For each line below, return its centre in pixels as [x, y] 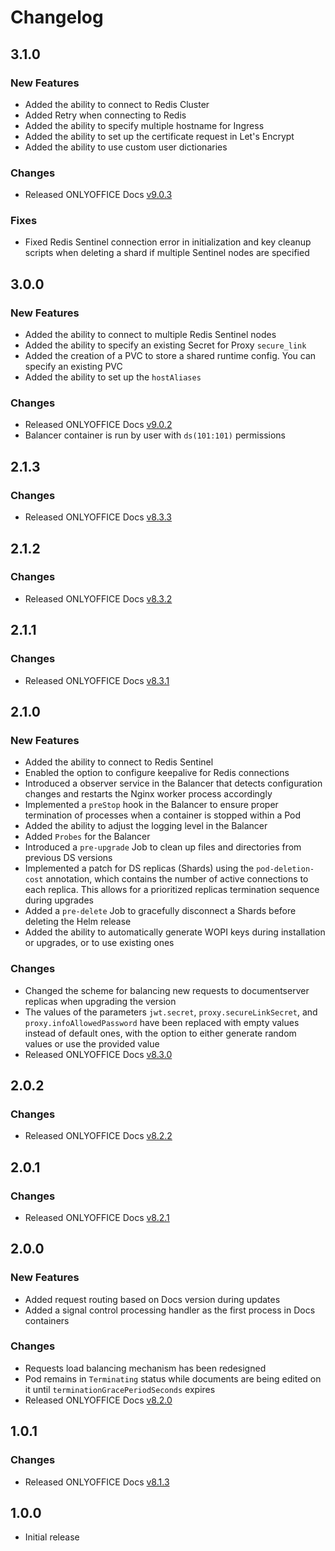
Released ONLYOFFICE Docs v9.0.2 [98, 425]
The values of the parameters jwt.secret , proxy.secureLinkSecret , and [171, 1012]
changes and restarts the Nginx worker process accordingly [148, 794]
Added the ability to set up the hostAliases [113, 377]
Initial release [52, 1537]
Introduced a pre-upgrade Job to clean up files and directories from [163, 847]
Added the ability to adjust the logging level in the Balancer [146, 826]
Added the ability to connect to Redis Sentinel [119, 762]
